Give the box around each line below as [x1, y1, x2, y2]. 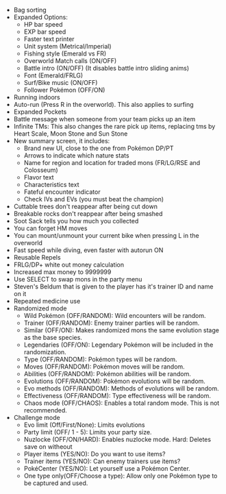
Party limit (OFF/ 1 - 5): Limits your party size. [23, 428, 152, 436]
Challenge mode [13, 414, 60, 421]
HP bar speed [23, 21, 63, 28]
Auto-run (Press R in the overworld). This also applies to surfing [13, 101, 194, 108]
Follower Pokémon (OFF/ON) [23, 86, 105, 94]
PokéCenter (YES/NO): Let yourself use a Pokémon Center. [23, 465, 190, 472]
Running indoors [13, 93, 60, 101]
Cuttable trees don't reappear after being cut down [13, 202, 158, 210]
